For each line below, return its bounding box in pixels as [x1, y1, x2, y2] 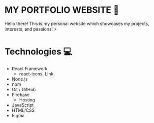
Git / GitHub [11, 86, 36, 92]
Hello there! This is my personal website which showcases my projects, [4, 21, 150, 26]
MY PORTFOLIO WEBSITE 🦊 [4, 4, 119, 16]
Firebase [11, 92, 30, 98]
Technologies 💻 [4, 46, 72, 57]
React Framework [11, 66, 48, 72]
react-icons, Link [19, 71, 54, 76]
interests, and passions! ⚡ [4, 26, 57, 32]
